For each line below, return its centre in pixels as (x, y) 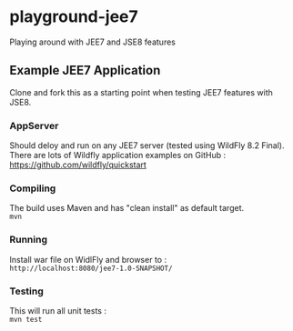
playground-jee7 (74, 17)
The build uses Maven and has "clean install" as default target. (127, 208)
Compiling (33, 188)
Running (29, 240)
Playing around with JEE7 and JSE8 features (92, 42)
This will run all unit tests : (58, 310)
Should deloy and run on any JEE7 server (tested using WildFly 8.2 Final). (147, 145)
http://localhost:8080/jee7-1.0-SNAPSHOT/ (91, 268)
